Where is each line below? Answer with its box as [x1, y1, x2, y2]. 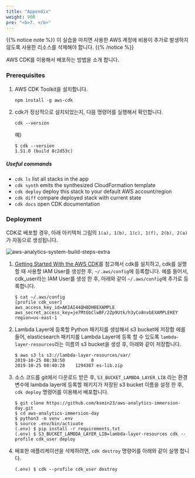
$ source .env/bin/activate [14, 420, 83, 427]
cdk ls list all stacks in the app [14, 175, 89, 182]
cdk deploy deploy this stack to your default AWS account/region [14, 188, 172, 195]
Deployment [6, 215, 42, 223]
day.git [14, 405, 33, 411]
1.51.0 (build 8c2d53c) [14, 148, 73, 154]
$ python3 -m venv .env [14, 416, 73, 421]
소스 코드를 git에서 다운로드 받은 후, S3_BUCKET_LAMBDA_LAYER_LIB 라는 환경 [14, 373, 188, 380]
